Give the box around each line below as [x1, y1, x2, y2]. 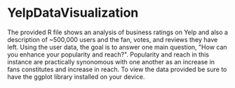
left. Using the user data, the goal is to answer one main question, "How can [7, 43, 227, 51]
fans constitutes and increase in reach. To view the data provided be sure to [7, 65, 227, 73]
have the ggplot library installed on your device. [7, 72, 145, 81]
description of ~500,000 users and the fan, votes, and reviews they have [7, 35, 218, 43]
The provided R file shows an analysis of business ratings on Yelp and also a [7, 28, 228, 36]
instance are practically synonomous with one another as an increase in [7, 57, 215, 66]
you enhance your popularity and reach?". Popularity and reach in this [7, 50, 209, 59]
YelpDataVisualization [7, 5, 139, 21]
